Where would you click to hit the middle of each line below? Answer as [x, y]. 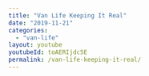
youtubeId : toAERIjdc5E [48, 52]
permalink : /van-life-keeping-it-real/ [75, 60]
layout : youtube [35, 45]
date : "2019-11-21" [41, 23]
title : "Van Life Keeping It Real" [68, 15]
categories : [28, 30]
